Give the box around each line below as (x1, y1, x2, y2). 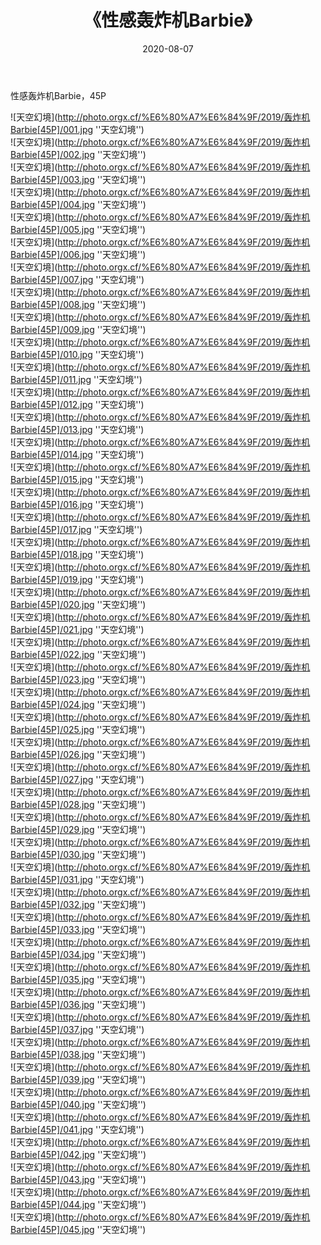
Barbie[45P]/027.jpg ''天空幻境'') (10, 773, 145, 785)
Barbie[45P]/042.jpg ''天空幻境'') (10, 1148, 147, 1160)
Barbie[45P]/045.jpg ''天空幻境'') (10, 1223, 147, 1235)
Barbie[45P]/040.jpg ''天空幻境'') (10, 1098, 147, 1110)
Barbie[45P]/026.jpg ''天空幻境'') (10, 748, 147, 760)
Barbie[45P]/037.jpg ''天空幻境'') (10, 1023, 145, 1035)
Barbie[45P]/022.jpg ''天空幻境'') (10, 648, 147, 660)
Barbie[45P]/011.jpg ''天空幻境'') (10, 373, 143, 385)
